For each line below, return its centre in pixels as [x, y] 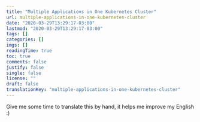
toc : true [19, 56]
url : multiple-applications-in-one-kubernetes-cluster [76, 17]
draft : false [22, 84]
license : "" [21, 78]
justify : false [25, 67]
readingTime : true [29, 51]
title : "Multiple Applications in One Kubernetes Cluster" [81, 12]
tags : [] [17, 34]
